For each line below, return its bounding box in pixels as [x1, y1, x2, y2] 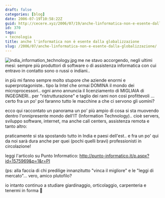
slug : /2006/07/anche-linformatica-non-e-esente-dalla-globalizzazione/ [5, 44, 157, 49]
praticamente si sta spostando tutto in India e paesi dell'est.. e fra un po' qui [5, 133, 159, 139]
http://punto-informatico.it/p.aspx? [79, 153, 150, 159]
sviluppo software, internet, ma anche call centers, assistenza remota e [5, 118, 150, 124]
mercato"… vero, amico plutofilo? [5, 172, 72, 178]
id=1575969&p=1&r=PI [5, 158, 51, 164]
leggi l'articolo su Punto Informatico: [5, 153, 79, 159]
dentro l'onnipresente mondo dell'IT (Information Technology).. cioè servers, [5, 113, 160, 118]
